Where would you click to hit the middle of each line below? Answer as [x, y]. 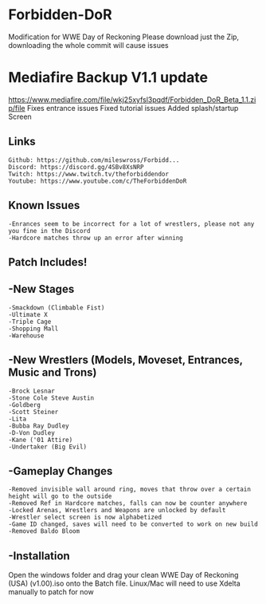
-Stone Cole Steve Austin [51, 398]
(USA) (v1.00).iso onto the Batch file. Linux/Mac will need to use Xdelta [124, 583]
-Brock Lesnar [32, 391]
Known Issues [44, 205]
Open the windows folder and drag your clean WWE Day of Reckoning [123, 575]
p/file [17, 108]
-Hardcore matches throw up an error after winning [96, 238]
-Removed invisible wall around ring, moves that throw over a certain [129, 490]
